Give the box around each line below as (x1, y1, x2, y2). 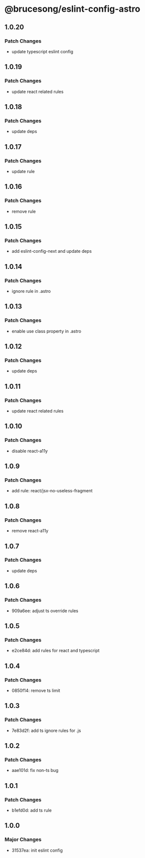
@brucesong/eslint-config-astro (4, 3, 141, 15)
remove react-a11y (11, 528, 49, 534)
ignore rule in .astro (11, 288, 51, 294)
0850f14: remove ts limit (11, 687, 60, 693)
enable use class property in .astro (11, 328, 81, 334)
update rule (11, 168, 35, 174)
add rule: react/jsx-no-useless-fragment (11, 488, 93, 494)
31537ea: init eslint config (11, 847, 63, 853)
